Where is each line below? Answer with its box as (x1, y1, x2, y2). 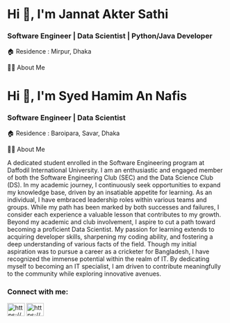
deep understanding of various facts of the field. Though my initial (7, 239, 197, 248)
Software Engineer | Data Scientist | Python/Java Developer (7, 31, 213, 41)
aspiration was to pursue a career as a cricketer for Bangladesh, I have (7, 247, 210, 255)
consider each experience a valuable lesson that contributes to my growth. (7, 210, 222, 219)
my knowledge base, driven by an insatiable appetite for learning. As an (7, 188, 213, 196)
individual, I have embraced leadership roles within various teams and (7, 195, 207, 204)
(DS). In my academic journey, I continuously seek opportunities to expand (7, 180, 221, 189)
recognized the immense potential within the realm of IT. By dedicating (7, 254, 210, 263)
